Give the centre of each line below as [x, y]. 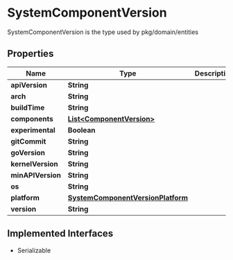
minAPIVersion [36, 175]
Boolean [81, 130]
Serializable [34, 250]
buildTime [28, 107]
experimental [33, 130]
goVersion [28, 153]
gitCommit [28, 141]
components [32, 119]
